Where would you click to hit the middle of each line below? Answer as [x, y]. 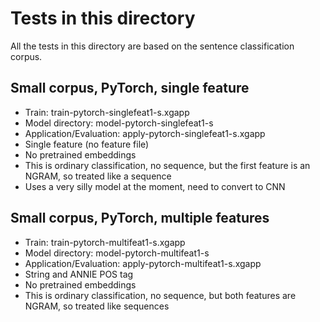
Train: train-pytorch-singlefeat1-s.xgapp [107, 112]
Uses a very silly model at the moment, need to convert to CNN [155, 186]
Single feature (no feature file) [87, 144]
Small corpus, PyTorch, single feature [130, 88]
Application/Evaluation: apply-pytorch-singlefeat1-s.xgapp [145, 133]
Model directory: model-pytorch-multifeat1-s [117, 253]
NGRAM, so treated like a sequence [98, 176]
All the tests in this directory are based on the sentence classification [152, 46]
